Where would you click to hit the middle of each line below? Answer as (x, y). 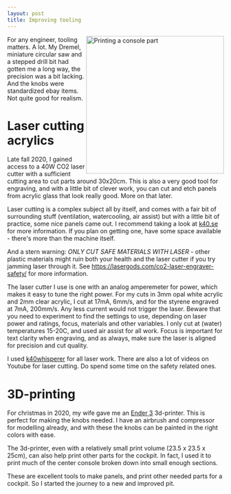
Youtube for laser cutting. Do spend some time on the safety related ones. (112, 366)
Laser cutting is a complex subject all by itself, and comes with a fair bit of (112, 209)
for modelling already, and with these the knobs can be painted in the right (113, 428)
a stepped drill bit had (38, 61)
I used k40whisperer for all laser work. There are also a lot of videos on (108, 359)
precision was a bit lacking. (46, 76)
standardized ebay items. (43, 91)
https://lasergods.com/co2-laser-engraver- (153, 266)
